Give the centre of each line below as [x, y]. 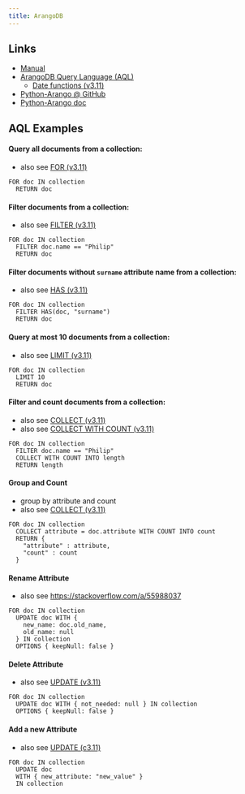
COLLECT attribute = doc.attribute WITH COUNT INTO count [116, 532]
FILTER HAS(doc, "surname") [63, 312]
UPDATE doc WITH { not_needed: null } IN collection [107, 704]
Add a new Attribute [43, 729]
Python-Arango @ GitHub [63, 94]
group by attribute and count [68, 501]
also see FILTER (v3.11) [58, 225]
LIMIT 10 [30, 377]
